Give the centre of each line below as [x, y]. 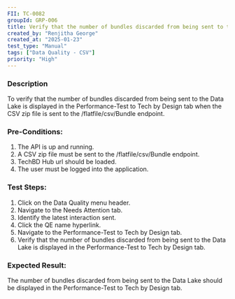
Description [28, 83]
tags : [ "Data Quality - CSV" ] [51, 53]
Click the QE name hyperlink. [59, 225]
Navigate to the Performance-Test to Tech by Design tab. [100, 232]
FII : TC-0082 [26, 14]
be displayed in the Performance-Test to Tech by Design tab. [95, 288]
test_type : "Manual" [37, 46]
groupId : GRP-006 [33, 20]
